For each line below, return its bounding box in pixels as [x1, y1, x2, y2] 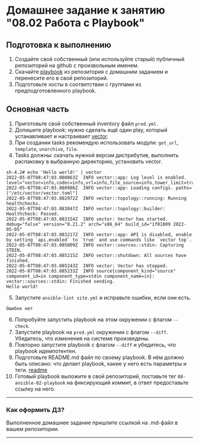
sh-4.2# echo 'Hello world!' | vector [6, 169, 102, 175]
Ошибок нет [6, 305, 33, 312]
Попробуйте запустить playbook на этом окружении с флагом [14, 316, 172, 323]
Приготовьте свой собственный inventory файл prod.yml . [14, 120, 158, 127]
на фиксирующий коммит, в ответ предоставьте [66, 379, 189, 386]
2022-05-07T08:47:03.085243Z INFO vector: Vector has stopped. [6, 262, 168, 269]
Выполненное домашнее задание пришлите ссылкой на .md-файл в [6, 419, 178, 426]
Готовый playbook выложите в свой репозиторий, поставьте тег [14, 372, 176, 380]
